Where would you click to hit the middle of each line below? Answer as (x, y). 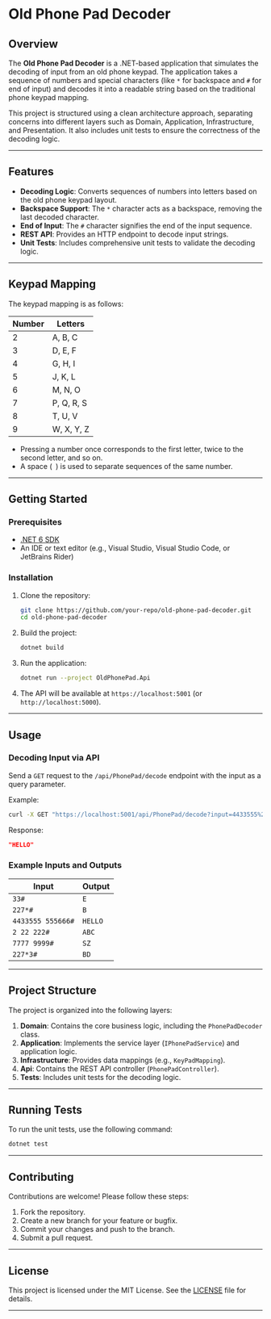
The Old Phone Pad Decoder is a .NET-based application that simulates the (133, 63)
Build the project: (48, 633)
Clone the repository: (55, 595)
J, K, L (64, 376)
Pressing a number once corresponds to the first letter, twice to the (131, 449)
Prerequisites (35, 521)
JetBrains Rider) (47, 557)
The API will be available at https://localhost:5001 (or (111, 693)
